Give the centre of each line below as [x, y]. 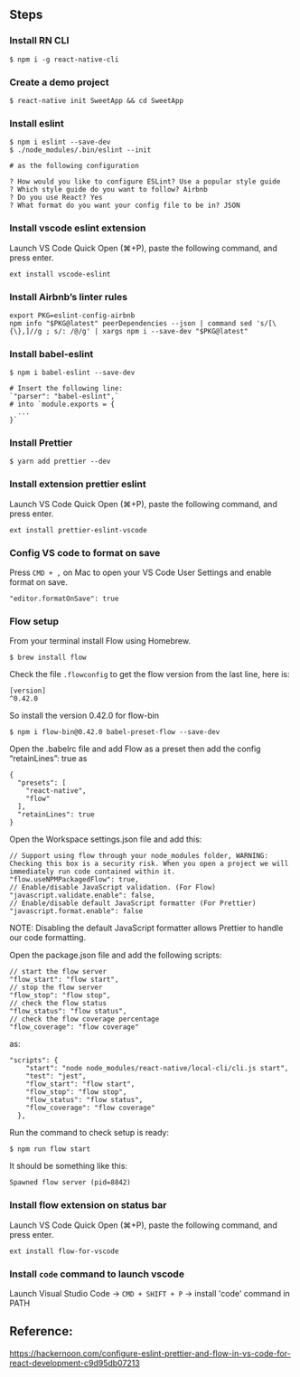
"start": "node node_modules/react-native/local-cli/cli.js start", [157, 1069]
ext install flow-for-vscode [64, 1251]
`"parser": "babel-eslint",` [64, 397]
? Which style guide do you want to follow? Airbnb [108, 190]
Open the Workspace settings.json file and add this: [106, 839]
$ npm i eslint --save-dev [60, 142]
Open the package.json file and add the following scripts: [116, 955]
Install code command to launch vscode [97, 1274]
